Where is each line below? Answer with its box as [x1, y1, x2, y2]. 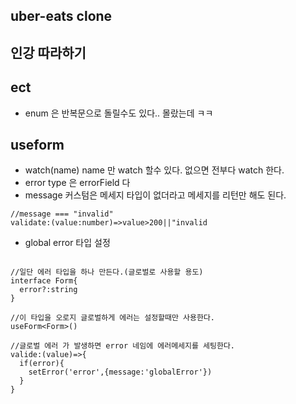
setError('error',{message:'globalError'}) [28, 367, 213, 378]
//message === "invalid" [10, 209, 114, 219]
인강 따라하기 [10, 44, 87, 61]
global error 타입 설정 [24, 237, 111, 249]
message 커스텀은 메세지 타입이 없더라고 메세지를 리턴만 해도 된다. [24, 189, 287, 201]
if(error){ [19, 359, 65, 369]
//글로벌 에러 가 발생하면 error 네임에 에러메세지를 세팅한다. [10, 341, 235, 351]
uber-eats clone [10, 8, 113, 25]
